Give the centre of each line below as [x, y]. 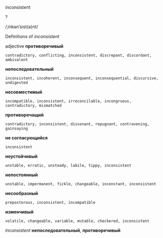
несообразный [22, 193]
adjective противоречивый [34, 46]
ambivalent [17, 60]
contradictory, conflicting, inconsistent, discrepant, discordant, [78, 55]
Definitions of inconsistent [32, 36]
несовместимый [24, 92]
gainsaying [17, 129]
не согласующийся [26, 138]
